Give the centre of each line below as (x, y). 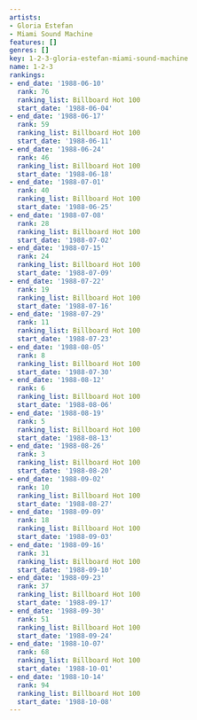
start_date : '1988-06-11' (65, 141)
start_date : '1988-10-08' (65, 701)
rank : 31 (33, 553)
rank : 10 (33, 487)
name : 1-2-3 (31, 67)
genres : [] (29, 51)
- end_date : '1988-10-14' (57, 677)
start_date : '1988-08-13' (65, 438)
